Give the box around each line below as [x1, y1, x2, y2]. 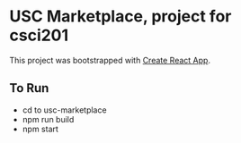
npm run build [22, 114, 75, 124]
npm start [22, 123, 58, 134]
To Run [9, 80, 49, 96]
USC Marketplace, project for [9, 6, 232, 27]
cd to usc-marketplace [22, 105, 107, 115]
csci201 [9, 25, 69, 46]
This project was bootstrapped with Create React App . [9, 55, 211, 65]
